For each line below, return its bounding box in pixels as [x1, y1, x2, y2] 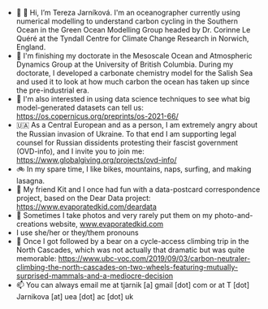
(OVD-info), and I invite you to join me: [15, 146, 145, 156]
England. [15, 42, 46, 52]
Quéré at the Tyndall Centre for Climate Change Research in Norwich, [15, 33, 249, 43]
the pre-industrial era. [15, 85, 89, 95]
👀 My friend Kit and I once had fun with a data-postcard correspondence [15, 185, 261, 194]
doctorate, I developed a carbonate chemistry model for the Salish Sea [15, 68, 253, 77]
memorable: [15, 254, 57, 263]
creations [15, 220, 49, 228]
